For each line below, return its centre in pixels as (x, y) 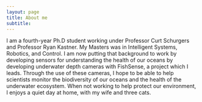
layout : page (23, 12)
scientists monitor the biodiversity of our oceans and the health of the (94, 79)
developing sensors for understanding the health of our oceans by (90, 60)
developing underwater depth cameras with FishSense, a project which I (97, 67)
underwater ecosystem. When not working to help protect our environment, (101, 86)
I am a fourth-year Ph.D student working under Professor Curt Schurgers (98, 41)
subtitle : (19, 23)
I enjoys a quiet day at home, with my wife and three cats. (79, 93)
